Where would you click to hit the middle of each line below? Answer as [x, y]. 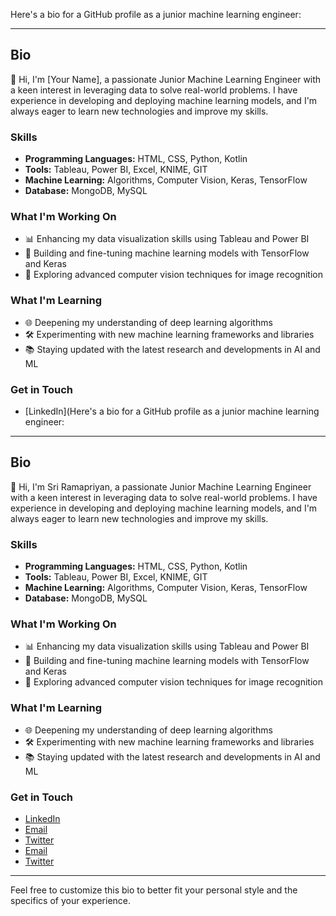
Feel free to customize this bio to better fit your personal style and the [154, 890]
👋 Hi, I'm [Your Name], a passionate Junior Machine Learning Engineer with [166, 79]
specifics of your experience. [71, 900]
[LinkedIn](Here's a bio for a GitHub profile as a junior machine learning [172, 411]
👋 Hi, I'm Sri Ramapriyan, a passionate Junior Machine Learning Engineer [161, 486]
